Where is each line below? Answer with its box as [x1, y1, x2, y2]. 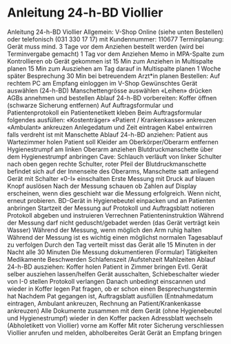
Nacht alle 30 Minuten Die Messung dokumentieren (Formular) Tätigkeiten [7, 247, 218, 256]
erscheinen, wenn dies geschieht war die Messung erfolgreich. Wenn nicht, [7, 189, 222, 198]
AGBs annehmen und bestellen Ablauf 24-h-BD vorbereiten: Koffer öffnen [7, 93, 217, 102]
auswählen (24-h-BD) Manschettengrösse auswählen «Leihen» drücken [7, 86, 212, 95]
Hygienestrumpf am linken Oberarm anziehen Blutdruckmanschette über [7, 145, 214, 153]
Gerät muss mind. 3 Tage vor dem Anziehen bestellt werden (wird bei [7, 42, 205, 50]
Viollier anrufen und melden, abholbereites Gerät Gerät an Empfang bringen [7, 328, 222, 336]
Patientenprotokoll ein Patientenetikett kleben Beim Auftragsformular [7, 108, 202, 117]
